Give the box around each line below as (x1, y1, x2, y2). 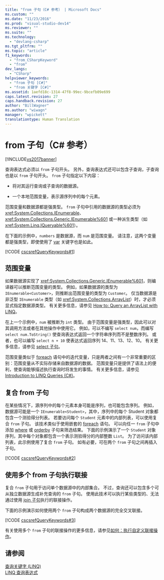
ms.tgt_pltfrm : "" (5, 44, 43, 49)
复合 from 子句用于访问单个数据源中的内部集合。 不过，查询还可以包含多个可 (5, 485, 159, 491)
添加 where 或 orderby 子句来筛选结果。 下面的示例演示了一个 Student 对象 (5, 427, 156, 433)
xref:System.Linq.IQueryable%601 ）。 (5, 222, 81, 228)
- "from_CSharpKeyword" (9, 58, 58, 62)
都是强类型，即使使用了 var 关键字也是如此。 (5, 239, 95, 245)
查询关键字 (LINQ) (5, 563, 42, 569)
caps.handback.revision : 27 (5, 99, 63, 104)
